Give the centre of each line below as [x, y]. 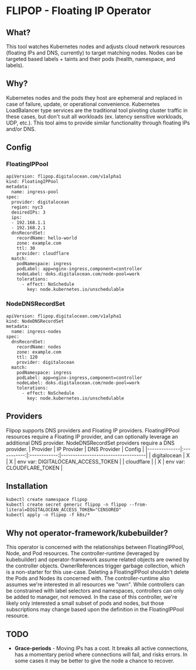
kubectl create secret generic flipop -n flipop [66, 505]
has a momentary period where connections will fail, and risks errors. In [101, 655]
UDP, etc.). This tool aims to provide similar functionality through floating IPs [98, 123]
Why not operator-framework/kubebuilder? [87, 533]
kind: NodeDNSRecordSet [35, 321]
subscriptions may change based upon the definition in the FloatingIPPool [95, 610]
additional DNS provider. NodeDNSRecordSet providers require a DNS [90, 443]
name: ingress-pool [35, 192]
